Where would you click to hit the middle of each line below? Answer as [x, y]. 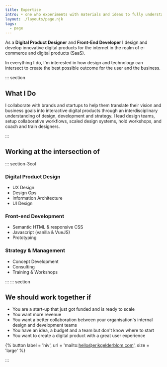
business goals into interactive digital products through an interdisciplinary [82, 111]
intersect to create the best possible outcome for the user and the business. [83, 68]
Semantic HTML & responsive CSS [48, 227]
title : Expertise [23, 10]
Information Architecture [38, 198]
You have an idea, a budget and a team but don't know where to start [83, 330]
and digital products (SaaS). [57, 53]
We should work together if [48, 298]
